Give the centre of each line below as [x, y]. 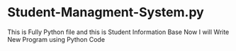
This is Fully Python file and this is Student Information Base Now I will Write [118, 32]
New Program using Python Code [56, 39]
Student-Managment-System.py [106, 12]
